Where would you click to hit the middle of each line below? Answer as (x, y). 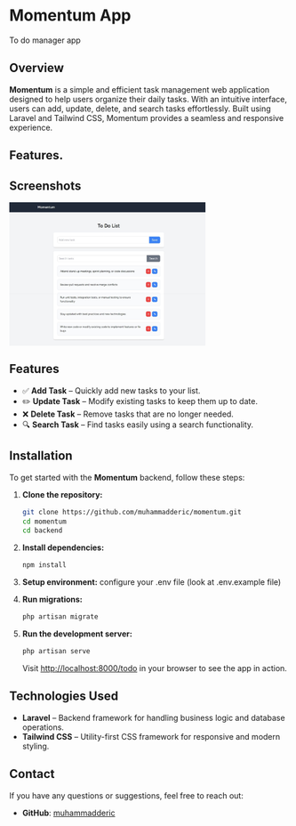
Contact (32, 774)
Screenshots (45, 186)
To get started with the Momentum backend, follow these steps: (127, 477)
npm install (44, 565)
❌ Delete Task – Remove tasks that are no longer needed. (128, 414)
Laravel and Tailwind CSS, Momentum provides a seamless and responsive (147, 117)
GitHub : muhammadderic (68, 813)
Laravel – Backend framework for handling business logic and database (154, 717)
